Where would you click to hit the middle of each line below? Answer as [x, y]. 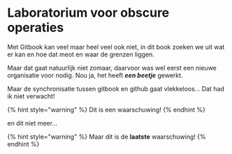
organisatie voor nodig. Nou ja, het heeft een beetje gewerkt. [95, 75]
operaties [36, 28]
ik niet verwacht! [31, 96]
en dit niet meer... [32, 123]
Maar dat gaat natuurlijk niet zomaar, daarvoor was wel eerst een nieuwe [112, 68]
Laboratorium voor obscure [88, 13]
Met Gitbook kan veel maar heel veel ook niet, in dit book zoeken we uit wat [116, 47]
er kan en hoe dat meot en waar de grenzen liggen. [81, 54]
